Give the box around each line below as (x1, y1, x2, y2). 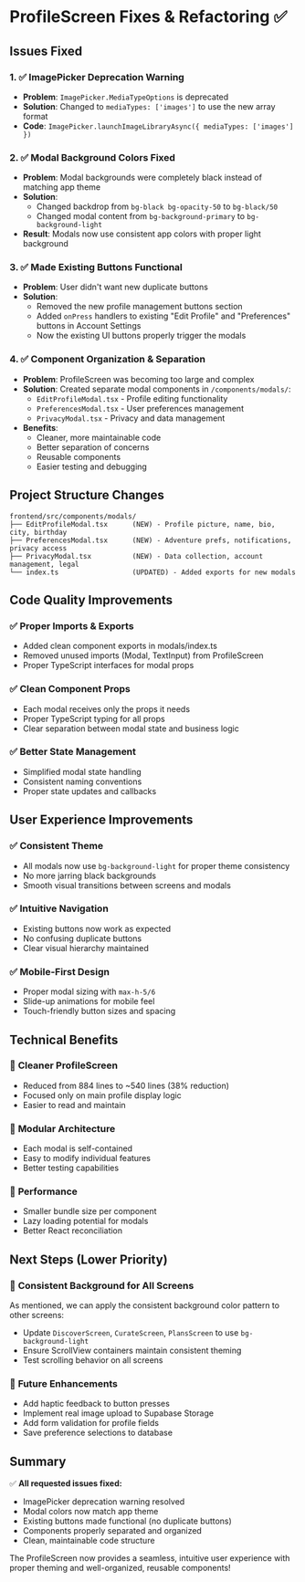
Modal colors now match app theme (22, 1506, 159, 1517)
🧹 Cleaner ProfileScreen (9, 1059, 119, 1072)
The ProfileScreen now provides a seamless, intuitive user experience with (9, 1553, 290, 1564)
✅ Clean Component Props (9, 683, 131, 696)
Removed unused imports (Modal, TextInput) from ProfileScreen (22, 650, 264, 661)
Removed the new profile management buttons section (36, 301, 244, 312)
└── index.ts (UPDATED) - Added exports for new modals (9, 568, 297, 577)
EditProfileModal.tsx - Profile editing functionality (36, 393, 228, 403)
